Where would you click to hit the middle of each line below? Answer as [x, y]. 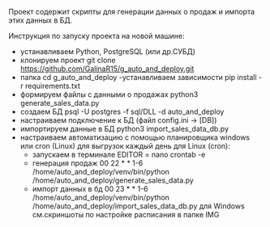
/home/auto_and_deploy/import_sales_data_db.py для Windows [138, 206]
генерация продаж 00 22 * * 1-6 [88, 163]
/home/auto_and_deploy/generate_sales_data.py [113, 180]
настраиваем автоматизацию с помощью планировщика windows [135, 137]
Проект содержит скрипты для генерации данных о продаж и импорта [132, 12]
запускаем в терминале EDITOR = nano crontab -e [119, 154]
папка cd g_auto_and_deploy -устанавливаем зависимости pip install [138, 77]
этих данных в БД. [41, 20]
